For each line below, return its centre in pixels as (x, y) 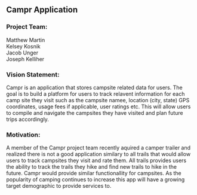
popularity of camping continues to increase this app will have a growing (96, 179)
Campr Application (42, 10)
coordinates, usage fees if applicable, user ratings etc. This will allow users (98, 106)
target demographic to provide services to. (59, 186)
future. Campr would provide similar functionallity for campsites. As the (94, 173)
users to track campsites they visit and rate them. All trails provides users (96, 160)
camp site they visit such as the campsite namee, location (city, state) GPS (98, 100)
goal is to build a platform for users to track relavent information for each (96, 94)
